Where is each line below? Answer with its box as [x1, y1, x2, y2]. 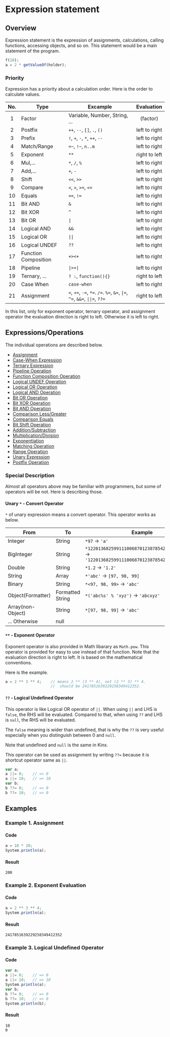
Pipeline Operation [12, 368, 52, 374]
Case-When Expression [12, 357, 62, 363]
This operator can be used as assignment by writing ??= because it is [5, 751, 149, 757]
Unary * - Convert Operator [5, 500, 64, 506]
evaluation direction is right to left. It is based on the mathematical [5, 654, 143, 660]
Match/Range [21, 143, 53, 150]
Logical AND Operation [12, 389, 61, 395]
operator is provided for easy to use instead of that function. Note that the [5, 649, 159, 655]
